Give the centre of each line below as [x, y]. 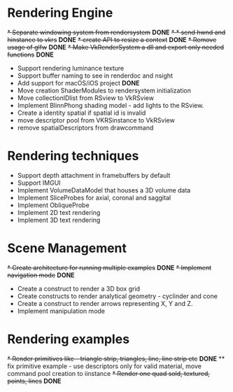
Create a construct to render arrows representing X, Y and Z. [105, 303]
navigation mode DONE [41, 275]
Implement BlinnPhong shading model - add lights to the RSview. [111, 105]
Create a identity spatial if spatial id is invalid [82, 113]
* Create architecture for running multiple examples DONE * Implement [110, 267]
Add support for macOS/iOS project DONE [78, 83]
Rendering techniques [73, 156]
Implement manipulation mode [61, 311]
